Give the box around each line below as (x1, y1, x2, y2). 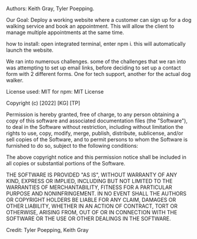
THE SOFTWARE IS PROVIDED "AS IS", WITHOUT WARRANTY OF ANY (6, 171, 178, 178)
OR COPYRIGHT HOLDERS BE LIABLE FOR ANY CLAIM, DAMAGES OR (6, 197, 176, 203)
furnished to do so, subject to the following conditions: (6, 142, 138, 149)
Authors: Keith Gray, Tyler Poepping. (6, 5, 95, 12)
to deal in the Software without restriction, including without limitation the (6, 124, 183, 130)
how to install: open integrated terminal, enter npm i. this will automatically (6, 41, 186, 47)
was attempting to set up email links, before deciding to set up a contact (6, 64, 181, 71)
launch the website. (6, 47, 54, 54)
